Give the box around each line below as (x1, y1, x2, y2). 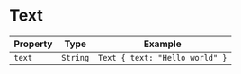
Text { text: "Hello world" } (97, 53, 228, 62)
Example (143, 37, 182, 50)
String (61, 53, 90, 62)
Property (13, 37, 53, 50)
